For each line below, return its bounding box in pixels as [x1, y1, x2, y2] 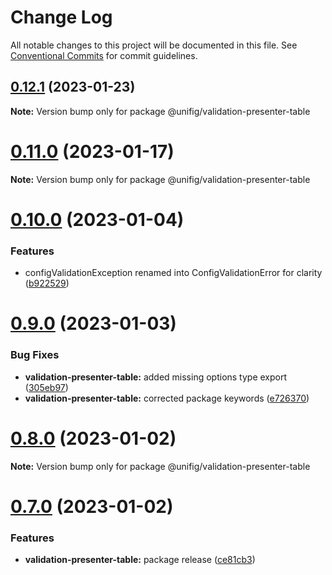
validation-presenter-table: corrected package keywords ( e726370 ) [24, 392, 310, 404]
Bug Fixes [10, 348, 60, 362]
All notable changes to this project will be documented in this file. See [10, 39, 298, 51]
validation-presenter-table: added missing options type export [24, 371, 288, 383]
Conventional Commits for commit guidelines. [10, 49, 198, 61]
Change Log [10, 6, 113, 29]
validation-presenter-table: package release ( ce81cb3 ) [24, 554, 256, 566]
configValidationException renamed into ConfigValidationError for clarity [24, 267, 323, 279]
